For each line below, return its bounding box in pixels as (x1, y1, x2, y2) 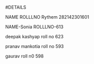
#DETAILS (5, 5, 26, 10)
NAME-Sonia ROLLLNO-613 (5, 24, 64, 30)
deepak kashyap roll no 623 (5, 34, 64, 39)
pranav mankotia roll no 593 (5, 43, 64, 49)
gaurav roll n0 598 (5, 53, 44, 59)
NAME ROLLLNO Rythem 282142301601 (5, 14, 89, 20)
